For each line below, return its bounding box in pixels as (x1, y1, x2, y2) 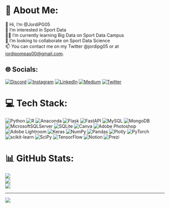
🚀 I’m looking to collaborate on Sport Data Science (5, 38, 110, 44)
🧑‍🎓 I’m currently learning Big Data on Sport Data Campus (5, 32, 124, 38)
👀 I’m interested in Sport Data (5, 26, 67, 32)
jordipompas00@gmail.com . (5, 50, 64, 56)
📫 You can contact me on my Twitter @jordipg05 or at (5, 43, 119, 49)
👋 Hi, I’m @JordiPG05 (5, 21, 51, 27)
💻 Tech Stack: (5, 97, 68, 109)
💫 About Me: (5, 5, 59, 16)
